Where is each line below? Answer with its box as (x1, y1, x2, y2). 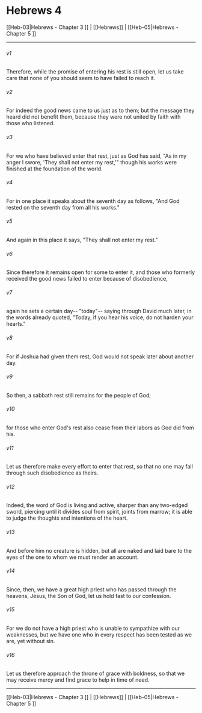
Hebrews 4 (6, 4, 62, 17)
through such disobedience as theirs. (6, 469, 99, 476)
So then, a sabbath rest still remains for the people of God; (6, 391, 151, 399)
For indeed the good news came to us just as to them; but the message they (6, 107, 195, 114)
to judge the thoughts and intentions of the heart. (6, 514, 128, 522)
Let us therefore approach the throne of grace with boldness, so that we (6, 670, 185, 677)
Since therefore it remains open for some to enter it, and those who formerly (6, 269, 195, 276)
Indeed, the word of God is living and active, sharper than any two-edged (6, 502, 188, 509)
